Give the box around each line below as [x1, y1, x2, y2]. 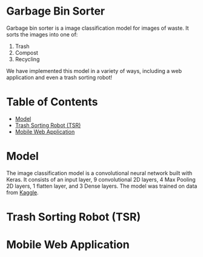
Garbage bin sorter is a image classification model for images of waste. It [6, 24, 189, 32]
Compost [15, 49, 38, 56]
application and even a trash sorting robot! [6, 74, 113, 81]
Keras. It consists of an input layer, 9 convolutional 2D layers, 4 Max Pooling [6, 176, 196, 183]
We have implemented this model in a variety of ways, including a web [6, 67, 182, 74]
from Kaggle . [6, 188, 39, 196]
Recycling [15, 55, 40, 63]
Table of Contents [6, 95, 98, 109]
